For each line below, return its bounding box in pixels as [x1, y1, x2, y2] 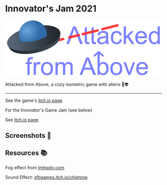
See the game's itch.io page [5, 97, 63, 103]
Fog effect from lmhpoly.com [5, 165, 65, 171]
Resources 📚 [5, 149, 48, 157]
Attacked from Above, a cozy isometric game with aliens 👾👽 [5, 82, 129, 88]
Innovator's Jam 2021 [5, 3, 97, 14]
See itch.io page [5, 117, 39, 123]
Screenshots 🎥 [5, 131, 52, 140]
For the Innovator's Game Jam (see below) [5, 107, 93, 113]
